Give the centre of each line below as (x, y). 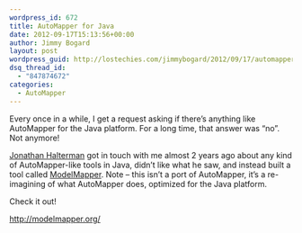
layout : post (34, 51)
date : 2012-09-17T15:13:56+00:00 (72, 34)
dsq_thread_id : (38, 68)
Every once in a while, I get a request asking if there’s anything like (133, 119)
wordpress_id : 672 (44, 18)
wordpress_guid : (40, 59)
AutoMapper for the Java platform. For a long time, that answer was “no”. (145, 128)
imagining (28, 184)
